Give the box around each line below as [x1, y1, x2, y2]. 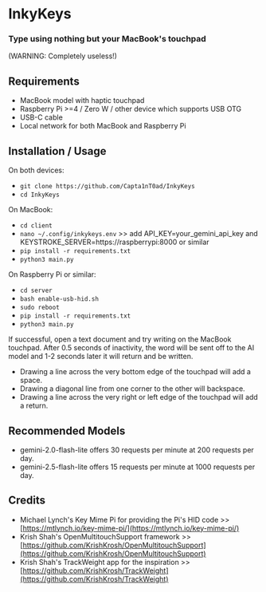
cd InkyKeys [19, 191, 60, 199]
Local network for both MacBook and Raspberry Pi [19, 121, 186, 131]
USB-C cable [19, 112, 64, 122]
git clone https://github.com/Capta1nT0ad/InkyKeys [19, 183, 195, 191]
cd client [19, 222, 53, 230]
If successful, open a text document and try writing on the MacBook [8, 334, 232, 344]
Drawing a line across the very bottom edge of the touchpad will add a [19, 367, 251, 377]
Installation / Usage [8, 144, 107, 158]
